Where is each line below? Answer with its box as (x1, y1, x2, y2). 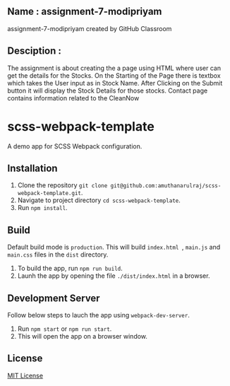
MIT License (7, 371, 44, 380)
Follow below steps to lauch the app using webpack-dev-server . (7, 311, 190, 319)
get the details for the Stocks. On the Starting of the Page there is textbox (7, 71, 221, 80)
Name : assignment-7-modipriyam (7, 6, 162, 18)
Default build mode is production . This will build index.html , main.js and (7, 243, 221, 252)
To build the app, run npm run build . (17, 264, 123, 273)
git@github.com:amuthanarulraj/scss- (110, 182, 222, 189)
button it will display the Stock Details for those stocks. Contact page (7, 86, 208, 95)
